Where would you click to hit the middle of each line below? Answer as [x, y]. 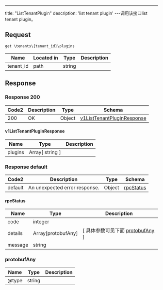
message [18, 245]
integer [41, 222]
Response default [26, 167]
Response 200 [23, 97]
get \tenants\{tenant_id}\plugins [40, 46]
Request [18, 35]
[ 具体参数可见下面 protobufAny [118, 231]
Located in [46, 58]
